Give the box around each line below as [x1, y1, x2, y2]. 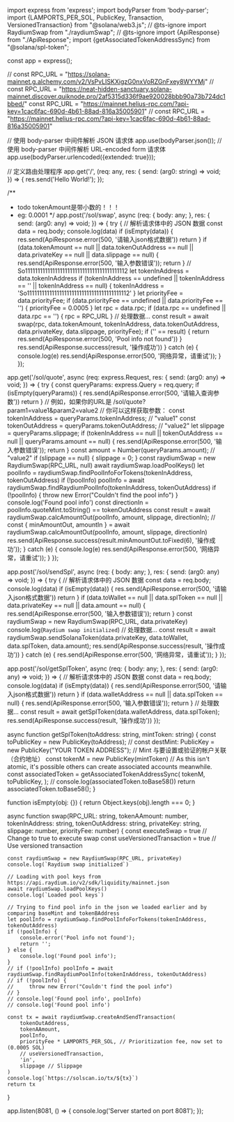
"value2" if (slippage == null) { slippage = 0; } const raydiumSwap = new [7, 454, 216, 462]
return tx [7, 1081, 36, 1088]
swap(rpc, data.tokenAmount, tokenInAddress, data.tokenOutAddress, [17, 320, 219, 328]
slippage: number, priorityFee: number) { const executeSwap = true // [7, 827, 208, 835]
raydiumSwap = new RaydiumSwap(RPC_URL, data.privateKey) [7, 618, 188, 625]
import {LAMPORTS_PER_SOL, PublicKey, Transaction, [7, 13, 164, 22]
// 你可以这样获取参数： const [100, 406, 185, 414]
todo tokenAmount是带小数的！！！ [17, 203, 120, 211]
